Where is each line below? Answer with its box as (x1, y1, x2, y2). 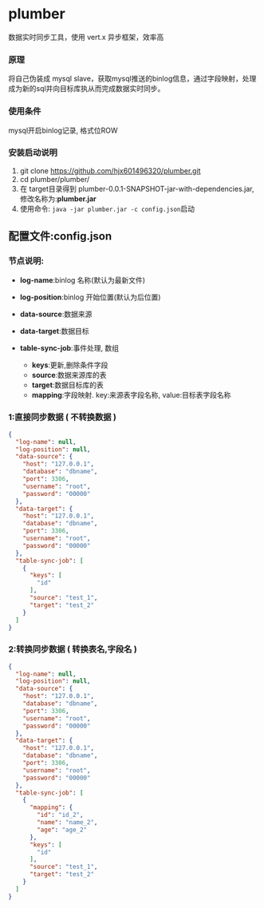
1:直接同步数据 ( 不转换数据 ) (8, 412, 117, 423)
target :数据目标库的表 (31, 380, 104, 390)
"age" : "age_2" (37, 826, 88, 834)
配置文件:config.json (8, 229, 112, 244)
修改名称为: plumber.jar (19, 193, 97, 204)
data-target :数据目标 (19, 326, 89, 335)
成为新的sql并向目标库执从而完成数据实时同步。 (8, 84, 165, 93)
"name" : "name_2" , (37, 819, 98, 827)
